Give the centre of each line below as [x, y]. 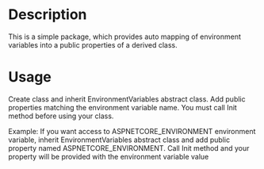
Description [48, 15]
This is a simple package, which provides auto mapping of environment [125, 36]
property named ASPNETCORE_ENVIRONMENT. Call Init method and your [129, 148]
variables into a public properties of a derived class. [93, 44]
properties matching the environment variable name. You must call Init [123, 107]
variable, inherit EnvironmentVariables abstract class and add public [119, 140]
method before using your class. [61, 116]
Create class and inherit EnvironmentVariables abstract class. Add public [127, 99]
